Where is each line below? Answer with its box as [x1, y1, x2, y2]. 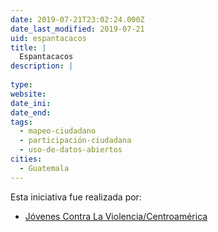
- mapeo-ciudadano [19, 126, 97, 136]
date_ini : [10, 98, 52, 108]
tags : [10, 117, 33, 127]
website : [10, 89, 47, 99]
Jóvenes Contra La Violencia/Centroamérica [24, 210, 208, 222]
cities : [10, 154, 43, 164]
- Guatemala [19, 163, 70, 173]
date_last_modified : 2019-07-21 [10, 24, 145, 34]
